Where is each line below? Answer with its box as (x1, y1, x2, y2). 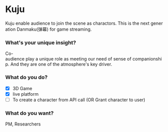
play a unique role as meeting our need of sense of (25, 56, 132, 62)
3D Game (12, 85, 33, 91)
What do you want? (5, 109, 54, 116)
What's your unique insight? (5, 39, 77, 46)
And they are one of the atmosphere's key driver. (10, 61, 113, 68)
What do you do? (5, 74, 48, 81)
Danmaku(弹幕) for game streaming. (17, 26, 92, 32)
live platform (12, 91, 39, 97)
